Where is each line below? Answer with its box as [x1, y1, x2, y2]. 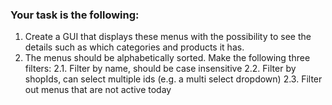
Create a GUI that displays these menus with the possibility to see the [24, 31, 312, 43]
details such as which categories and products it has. [24, 41, 245, 53]
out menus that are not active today [24, 84, 172, 96]
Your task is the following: [10, 8, 140, 22]
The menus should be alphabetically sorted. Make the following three [24, 52, 311, 64]
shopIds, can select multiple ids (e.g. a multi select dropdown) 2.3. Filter [24, 73, 323, 85]
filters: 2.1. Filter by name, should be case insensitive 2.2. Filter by [24, 63, 297, 75]
